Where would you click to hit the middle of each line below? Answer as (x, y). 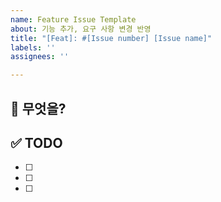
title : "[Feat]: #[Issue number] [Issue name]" (111, 38)
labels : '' (33, 47)
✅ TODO (36, 142)
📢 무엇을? (38, 108)
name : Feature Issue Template (73, 19)
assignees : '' (40, 57)
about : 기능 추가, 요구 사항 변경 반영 (81, 29)
